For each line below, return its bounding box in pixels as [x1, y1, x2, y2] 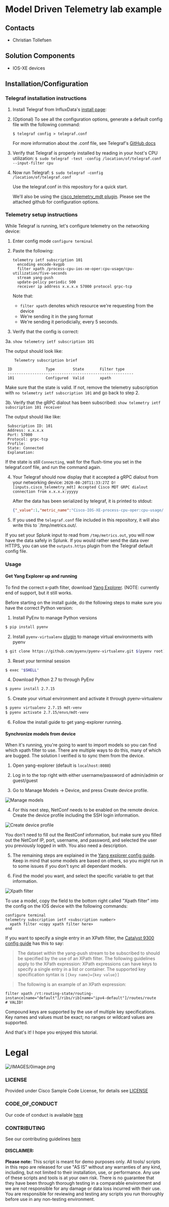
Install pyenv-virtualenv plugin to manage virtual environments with [12, 634, 153, 640]
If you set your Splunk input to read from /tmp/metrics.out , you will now [5, 532, 155, 538]
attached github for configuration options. [12, 198, 100, 205]
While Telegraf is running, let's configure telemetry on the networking [5, 223, 149, 229]
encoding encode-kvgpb [17, 261, 65, 267]
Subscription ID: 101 [7, 423, 53, 429]
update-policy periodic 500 [17, 279, 76, 285]
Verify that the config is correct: [12, 328, 79, 334]
